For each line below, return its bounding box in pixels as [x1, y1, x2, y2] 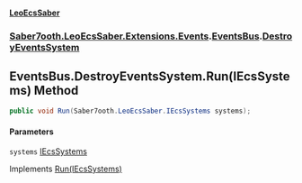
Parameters [9, 126, 54, 137]
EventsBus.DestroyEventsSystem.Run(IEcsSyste [9, 69, 290, 84]
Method [33, 82, 79, 98]
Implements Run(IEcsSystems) [9, 163, 123, 175]
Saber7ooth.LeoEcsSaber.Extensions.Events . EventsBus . [9, 30, 263, 42]
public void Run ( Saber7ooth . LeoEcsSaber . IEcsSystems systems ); [9, 106, 252, 116]
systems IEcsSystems [9, 146, 88, 157]
